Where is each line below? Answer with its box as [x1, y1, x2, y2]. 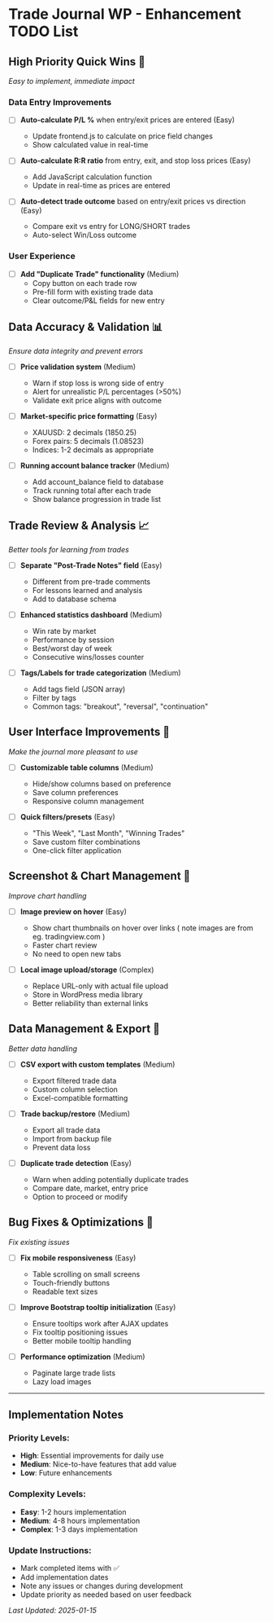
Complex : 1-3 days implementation [19, 1524, 138, 1534]
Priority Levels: [8, 1432, 71, 1444]
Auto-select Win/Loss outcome [32, 230, 136, 240]
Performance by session [32, 635, 115, 644]
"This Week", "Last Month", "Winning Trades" [32, 828, 185, 838]
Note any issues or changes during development [19, 1581, 184, 1590]
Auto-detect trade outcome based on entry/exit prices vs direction [19, 196, 246, 206]
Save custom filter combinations [32, 837, 141, 847]
